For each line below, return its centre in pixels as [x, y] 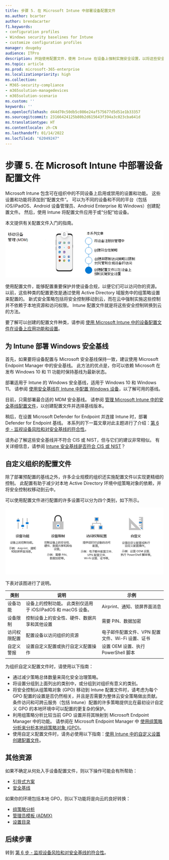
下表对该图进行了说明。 [29, 583]
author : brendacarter [28, 21]
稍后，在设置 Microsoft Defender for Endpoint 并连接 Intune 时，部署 [76, 417]
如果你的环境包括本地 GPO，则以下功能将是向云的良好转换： [68, 798]
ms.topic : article [24, 64]
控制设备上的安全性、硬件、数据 [59, 618]
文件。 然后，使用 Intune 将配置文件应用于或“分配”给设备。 [70, 212]
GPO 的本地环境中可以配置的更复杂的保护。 [63, 709]
